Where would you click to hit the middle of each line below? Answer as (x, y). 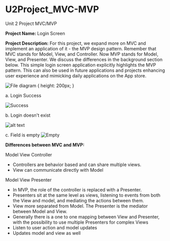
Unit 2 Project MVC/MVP (31, 23)
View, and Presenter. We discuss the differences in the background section (84, 59)
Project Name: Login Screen (35, 33)
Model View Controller (29, 154)
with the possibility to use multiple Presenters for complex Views (80, 222)
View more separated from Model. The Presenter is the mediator (80, 206)
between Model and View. (40, 211)
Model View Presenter (29, 180)
